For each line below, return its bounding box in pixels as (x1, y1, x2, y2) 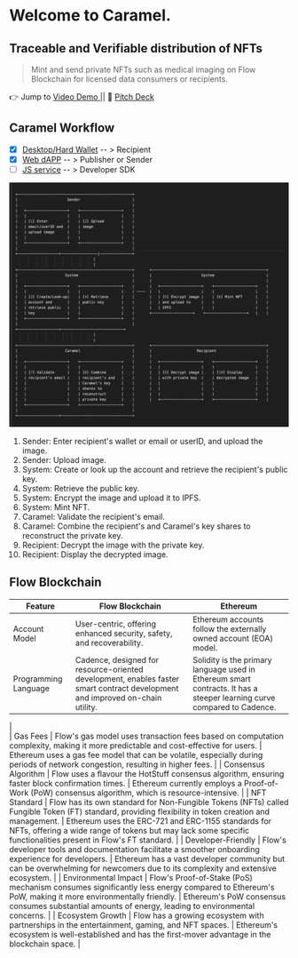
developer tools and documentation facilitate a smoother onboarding (9, 844, 260, 855)
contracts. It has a (192, 683, 259, 693)
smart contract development (74, 683, 179, 693)
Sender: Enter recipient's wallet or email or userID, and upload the (21, 436, 263, 447)
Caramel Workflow (9, 121, 115, 136)
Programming (12, 673, 63, 684)
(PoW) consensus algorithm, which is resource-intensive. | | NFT (30, 787, 267, 798)
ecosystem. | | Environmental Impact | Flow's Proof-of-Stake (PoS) (9, 873, 253, 883)
